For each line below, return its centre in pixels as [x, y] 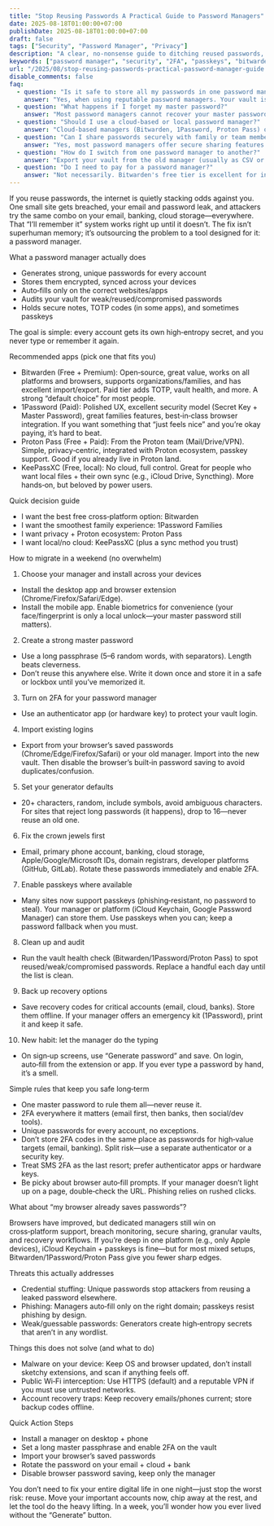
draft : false [31, 39]
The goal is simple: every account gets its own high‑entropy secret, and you [136, 332]
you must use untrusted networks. [78, 1390]
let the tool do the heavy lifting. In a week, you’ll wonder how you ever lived [135, 1506]
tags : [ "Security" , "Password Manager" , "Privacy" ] [98, 46]
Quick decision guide [45, 501]
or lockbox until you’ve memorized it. [83, 682]
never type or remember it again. [64, 341]
